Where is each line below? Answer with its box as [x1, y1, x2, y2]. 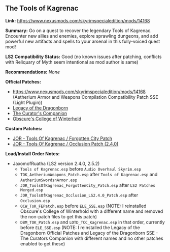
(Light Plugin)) [12, 99, 43, 105]
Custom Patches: [5, 125, 43, 131]
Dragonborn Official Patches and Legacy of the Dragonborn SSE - [20, 230, 158, 236]
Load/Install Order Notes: [5, 150, 60, 157]
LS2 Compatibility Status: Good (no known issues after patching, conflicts [5, 53, 162, 60]
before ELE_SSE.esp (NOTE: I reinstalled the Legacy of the [20, 224, 141, 231]
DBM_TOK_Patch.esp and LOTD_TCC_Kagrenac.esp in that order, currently [20, 219, 165, 225]
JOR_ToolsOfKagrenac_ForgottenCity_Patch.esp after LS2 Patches [20, 182, 156, 188]
